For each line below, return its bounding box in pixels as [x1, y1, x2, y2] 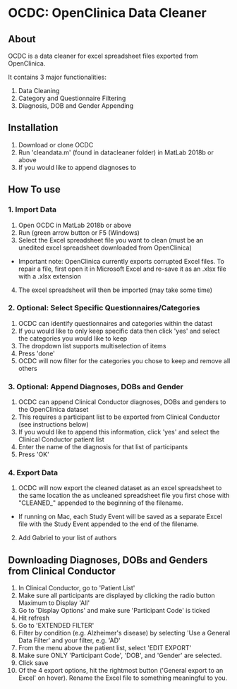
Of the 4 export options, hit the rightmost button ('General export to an [18, 666, 224, 675]
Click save [18, 659, 49, 667]
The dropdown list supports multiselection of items [18, 341, 166, 350]
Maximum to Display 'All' [18, 599, 90, 607]
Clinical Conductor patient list [18, 435, 104, 444]
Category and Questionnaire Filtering [18, 94, 126, 102]
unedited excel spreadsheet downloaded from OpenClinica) [18, 243, 193, 252]
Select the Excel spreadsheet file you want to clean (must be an [18, 236, 204, 244]
